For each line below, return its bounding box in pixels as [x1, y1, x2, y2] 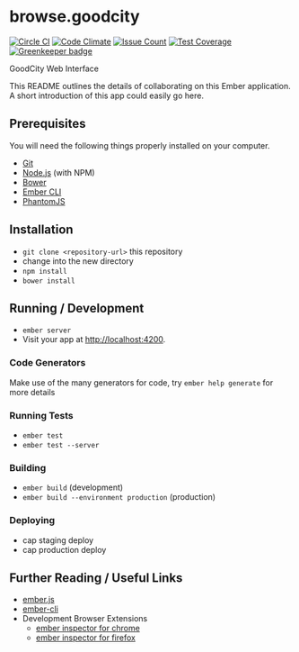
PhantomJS [22, 195, 66, 206]
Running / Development [9, 300, 145, 316]
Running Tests [9, 409, 74, 421]
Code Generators [9, 357, 86, 369]
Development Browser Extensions [22, 613, 148, 624]
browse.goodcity [9, 6, 141, 27]
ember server [22, 326, 72, 335]
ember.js [22, 594, 56, 605]
